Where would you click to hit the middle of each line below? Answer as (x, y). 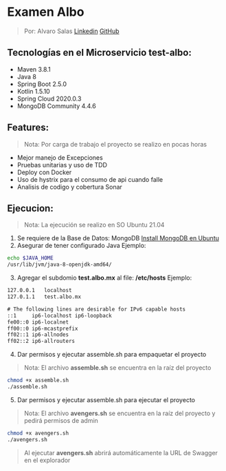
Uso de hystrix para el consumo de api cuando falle (90, 179)
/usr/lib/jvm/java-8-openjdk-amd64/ (59, 265)
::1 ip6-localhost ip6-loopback (59, 315)
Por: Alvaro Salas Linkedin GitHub (71, 31)
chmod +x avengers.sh (38, 433)
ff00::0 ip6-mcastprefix (43, 328)
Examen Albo (46, 12)
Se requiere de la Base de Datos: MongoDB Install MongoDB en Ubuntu (118, 238)
